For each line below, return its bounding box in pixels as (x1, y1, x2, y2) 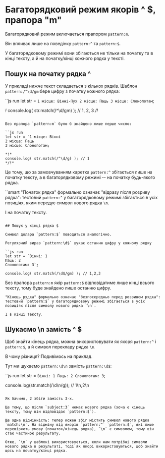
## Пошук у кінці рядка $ (5, 223, 58, 228)
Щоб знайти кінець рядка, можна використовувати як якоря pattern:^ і (5, 339, 157, 344)
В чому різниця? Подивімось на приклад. (5, 353, 93, 359)
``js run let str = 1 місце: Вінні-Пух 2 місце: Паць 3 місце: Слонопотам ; (5, 98, 155, 104)
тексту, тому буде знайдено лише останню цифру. (5, 285, 111, 291)
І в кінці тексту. (5, 312, 43, 317)
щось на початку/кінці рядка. (5, 448, 68, 453)
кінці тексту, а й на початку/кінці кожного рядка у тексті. (5, 55, 125, 61)
